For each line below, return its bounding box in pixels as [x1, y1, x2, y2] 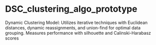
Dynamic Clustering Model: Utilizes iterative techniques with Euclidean [5, 20, 148, 25]
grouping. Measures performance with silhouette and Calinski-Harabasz [5, 30, 151, 36]
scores [5, 35, 19, 41]
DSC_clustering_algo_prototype [5, 3, 137, 15]
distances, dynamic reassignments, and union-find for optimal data [5, 24, 141, 30]
